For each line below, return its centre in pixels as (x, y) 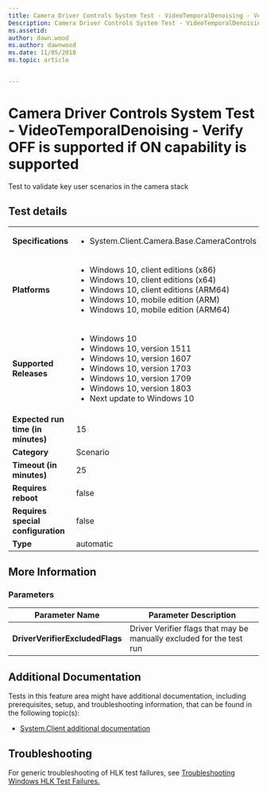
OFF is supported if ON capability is (128, 147)
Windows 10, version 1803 (141, 388)
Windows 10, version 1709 (141, 378)
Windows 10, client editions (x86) (153, 269)
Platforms (31, 289)
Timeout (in (35, 465)
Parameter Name (67, 615)
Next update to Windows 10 (142, 398)
